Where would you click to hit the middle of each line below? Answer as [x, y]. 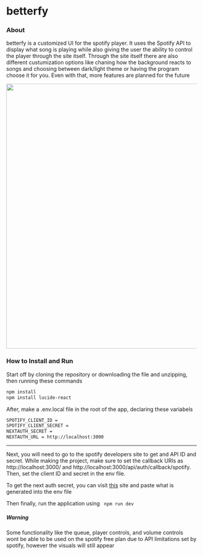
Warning [18, 517]
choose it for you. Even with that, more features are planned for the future [98, 75]
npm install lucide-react [39, 398]
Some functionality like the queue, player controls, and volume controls [95, 533]
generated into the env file [39, 492]
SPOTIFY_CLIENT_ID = [32, 420]
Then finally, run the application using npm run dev [70, 504]
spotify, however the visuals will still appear [60, 545]
